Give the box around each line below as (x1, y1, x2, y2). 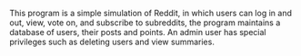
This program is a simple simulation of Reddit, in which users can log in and (9, 8, 293, 18)
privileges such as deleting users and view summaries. (9, 36, 216, 47)
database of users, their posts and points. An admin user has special (9, 27, 266, 37)
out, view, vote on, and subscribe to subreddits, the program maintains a (9, 17, 281, 28)
